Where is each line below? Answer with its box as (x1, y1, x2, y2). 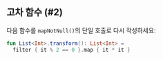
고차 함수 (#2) (6, 6, 63, 19)
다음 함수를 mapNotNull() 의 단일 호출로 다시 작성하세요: (6, 26, 156, 34)
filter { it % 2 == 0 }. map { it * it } (12, 46, 131, 53)
